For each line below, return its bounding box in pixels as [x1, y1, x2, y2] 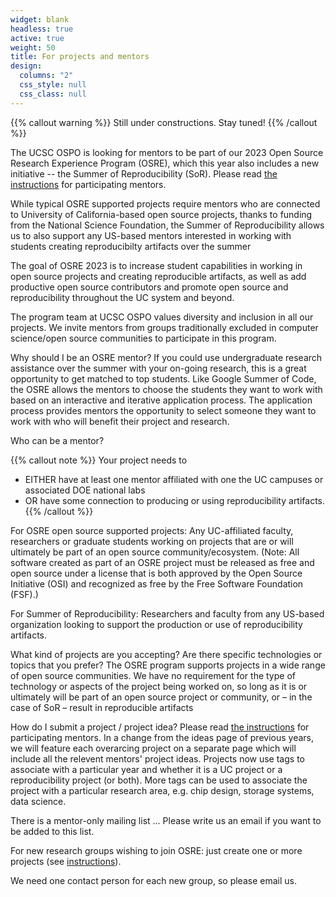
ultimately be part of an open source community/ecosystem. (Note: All [10, 546, 300, 558]
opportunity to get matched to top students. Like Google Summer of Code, [10, 372, 317, 385]
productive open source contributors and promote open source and [10, 281, 289, 293]
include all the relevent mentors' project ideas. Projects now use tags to [10, 752, 305, 765]
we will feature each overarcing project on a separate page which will [10, 742, 297, 754]
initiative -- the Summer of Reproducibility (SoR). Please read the [10, 167, 278, 180]
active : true [10, 33, 65, 43]
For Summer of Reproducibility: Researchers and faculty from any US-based [10, 607, 325, 620]
